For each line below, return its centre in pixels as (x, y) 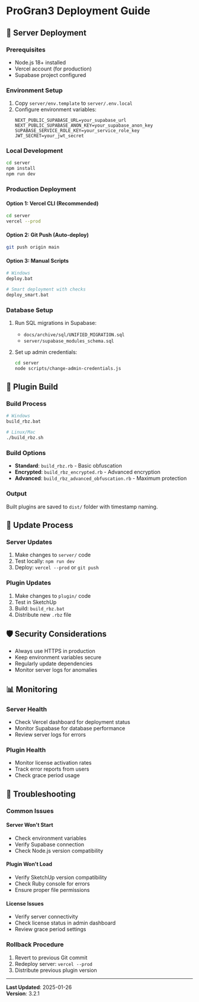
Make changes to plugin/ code (53, 595)
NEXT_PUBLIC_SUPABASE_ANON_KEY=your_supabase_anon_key (84, 125)
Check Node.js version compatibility (59, 850)
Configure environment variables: (55, 109)
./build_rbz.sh (25, 438)
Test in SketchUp (36, 602)
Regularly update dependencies (54, 663)
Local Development (35, 151)
